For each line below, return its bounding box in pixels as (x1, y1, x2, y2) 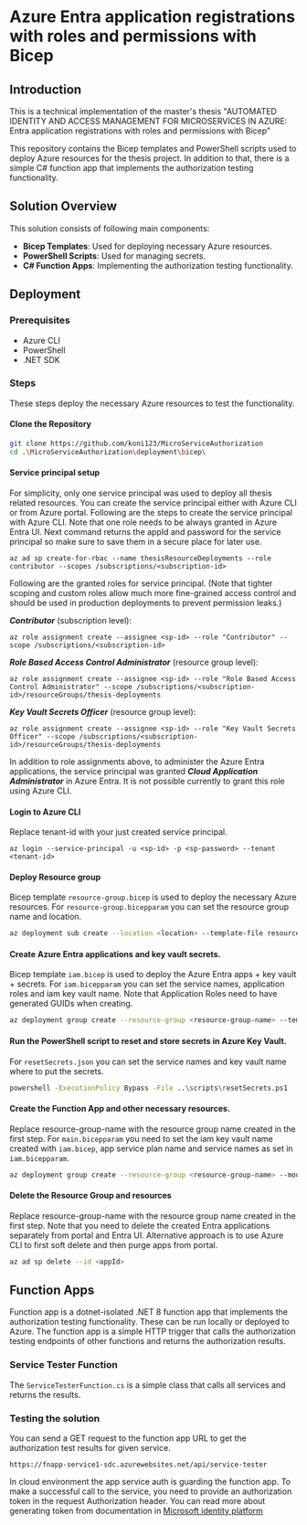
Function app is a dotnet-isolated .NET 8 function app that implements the (9, 1306, 288, 1317)
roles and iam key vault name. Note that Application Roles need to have (9, 988, 278, 999)
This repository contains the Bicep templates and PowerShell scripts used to (9, 144, 297, 154)
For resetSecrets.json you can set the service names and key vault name (9, 1056, 288, 1067)
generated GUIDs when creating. (9, 998, 133, 1009)
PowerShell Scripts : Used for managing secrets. (22, 250, 206, 261)
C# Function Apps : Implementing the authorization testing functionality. (22, 260, 294, 271)
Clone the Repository (9, 419, 91, 430)
